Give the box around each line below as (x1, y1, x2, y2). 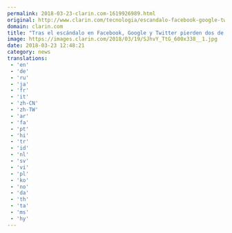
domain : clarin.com (7, 23, 64, 30)
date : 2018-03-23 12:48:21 (7, 42, 85, 49)
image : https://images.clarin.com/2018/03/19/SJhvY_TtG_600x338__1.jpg (7, 36, 217, 43)
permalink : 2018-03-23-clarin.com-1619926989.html (7, 10, 156, 17)
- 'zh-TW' (10, 106, 39, 113)
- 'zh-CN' (10, 100, 39, 107)
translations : (7, 55, 48, 62)
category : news (7, 49, 51, 56)
